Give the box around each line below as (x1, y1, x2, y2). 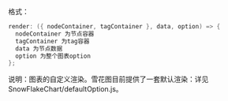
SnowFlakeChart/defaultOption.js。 (8, 84, 124, 94)
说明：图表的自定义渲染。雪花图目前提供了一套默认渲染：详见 (8, 74, 209, 84)
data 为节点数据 (15, 44, 63, 53)
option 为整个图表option (15, 52, 91, 60)
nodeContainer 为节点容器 (15, 30, 95, 38)
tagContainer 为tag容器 (15, 37, 90, 45)
